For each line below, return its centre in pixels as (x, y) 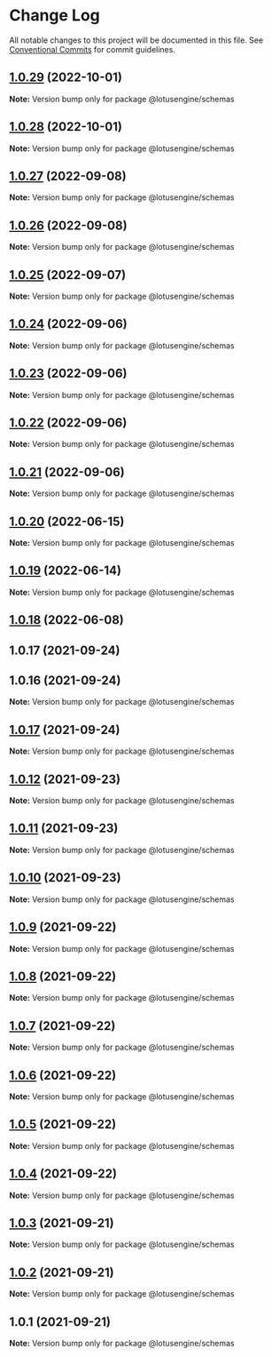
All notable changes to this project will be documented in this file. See (136, 40)
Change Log (54, 16)
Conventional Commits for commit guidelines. (92, 49)
